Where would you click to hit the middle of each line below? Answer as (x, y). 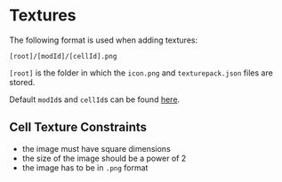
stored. (22, 82)
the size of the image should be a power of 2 (104, 158)
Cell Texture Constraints (78, 127)
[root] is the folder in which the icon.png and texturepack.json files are (141, 73)
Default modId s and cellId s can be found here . (95, 99)
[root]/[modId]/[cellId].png (63, 56)
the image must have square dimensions (96, 148)
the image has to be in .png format (85, 167)
